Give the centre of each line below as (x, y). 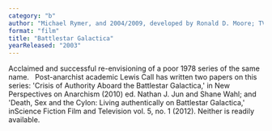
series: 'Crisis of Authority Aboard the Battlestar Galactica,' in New (119, 86)
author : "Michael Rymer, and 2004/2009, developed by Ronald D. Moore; (132, 23)
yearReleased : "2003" (45, 46)
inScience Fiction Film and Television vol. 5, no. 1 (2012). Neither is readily (132, 111)
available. (24, 120)
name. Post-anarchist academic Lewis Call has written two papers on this (133, 77)
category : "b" (32, 16)
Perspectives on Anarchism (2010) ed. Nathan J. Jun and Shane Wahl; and (132, 94)
